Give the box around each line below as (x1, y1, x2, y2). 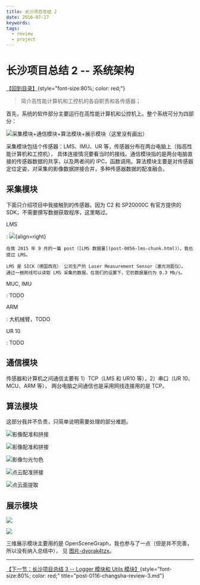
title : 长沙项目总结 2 (6, 8, 57, 15)
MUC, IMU (6, 280, 32, 287)
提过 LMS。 (6, 251, 31, 258)
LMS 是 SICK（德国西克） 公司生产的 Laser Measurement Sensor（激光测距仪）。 (6, 263, 186, 269)
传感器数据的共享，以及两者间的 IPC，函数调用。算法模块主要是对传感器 (16, 157, 193, 164)
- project (11, 36, 36, 42)
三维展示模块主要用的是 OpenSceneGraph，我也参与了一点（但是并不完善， (6, 540, 192, 547)
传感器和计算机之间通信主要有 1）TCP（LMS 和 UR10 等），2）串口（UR (6, 375, 182, 382)
